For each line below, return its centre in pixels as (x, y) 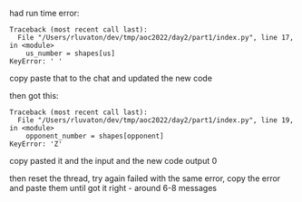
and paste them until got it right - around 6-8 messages (113, 188)
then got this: (34, 96)
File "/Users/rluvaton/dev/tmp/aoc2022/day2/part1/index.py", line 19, (156, 120)
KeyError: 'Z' (36, 144)
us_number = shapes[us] (71, 53)
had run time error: (44, 13)
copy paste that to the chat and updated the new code (111, 78)
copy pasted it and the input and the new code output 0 (113, 161)
